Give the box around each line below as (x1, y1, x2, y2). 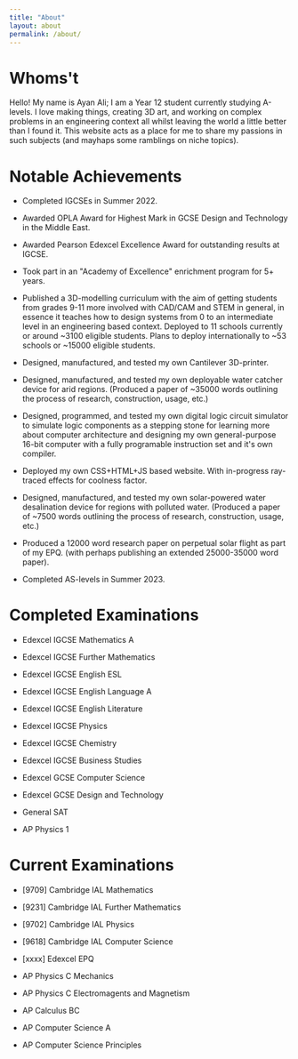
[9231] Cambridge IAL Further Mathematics (21, 902, 181, 912)
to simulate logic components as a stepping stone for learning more (21, 420, 270, 431)
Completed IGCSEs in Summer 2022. (21, 196, 158, 206)
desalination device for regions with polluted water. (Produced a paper (21, 501, 281, 512)
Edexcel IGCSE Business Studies (21, 755, 142, 766)
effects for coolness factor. (48, 475, 148, 485)
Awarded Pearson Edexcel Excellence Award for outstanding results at (21, 239, 280, 250)
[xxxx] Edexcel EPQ (21, 953, 95, 965)
